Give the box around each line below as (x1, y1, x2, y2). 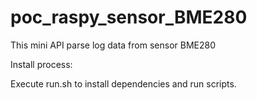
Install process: (10, 58, 73, 70)
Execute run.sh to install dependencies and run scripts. (10, 77, 237, 90)
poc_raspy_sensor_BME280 (10, 6, 248, 29)
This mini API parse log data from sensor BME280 (10, 39, 216, 51)
